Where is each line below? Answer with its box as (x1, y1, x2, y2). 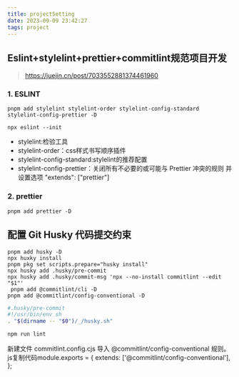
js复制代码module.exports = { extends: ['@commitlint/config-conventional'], (7, 353, 230, 362)
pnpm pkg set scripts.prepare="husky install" (7, 261, 148, 268)
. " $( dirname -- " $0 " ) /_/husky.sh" (7, 318, 113, 325)
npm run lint (7, 331, 46, 338)
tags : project (7, 24, 50, 31)
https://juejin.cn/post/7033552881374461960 (24, 71, 158, 80)
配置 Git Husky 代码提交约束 (7, 229, 132, 241)
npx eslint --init (7, 124, 62, 131)
